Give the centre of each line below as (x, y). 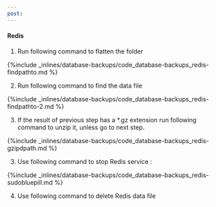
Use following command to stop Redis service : (85, 161)
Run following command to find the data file (80, 85)
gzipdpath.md (27, 148)
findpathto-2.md (31, 106)
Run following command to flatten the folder (80, 51)
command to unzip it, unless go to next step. (81, 127)
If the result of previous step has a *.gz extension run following (107, 119)
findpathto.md (27, 72)
